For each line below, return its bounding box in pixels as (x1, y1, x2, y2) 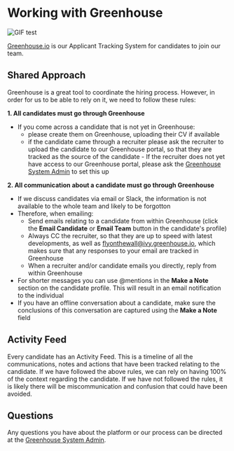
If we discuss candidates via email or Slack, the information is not (17, 194, 207, 202)
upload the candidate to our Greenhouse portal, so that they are (27, 145, 212, 153)
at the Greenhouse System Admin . (7, 436, 106, 444)
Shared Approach (7, 69, 86, 81)
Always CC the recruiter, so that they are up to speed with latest (27, 231, 212, 240)
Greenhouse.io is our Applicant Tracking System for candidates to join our (7, 41, 221, 50)
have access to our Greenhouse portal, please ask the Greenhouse (27, 160, 221, 168)
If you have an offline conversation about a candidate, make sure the (17, 298, 216, 307)
